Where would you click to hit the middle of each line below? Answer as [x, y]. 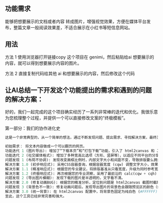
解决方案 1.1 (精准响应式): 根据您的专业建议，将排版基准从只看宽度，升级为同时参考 [80, 169]
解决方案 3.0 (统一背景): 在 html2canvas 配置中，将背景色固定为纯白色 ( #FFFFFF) [81, 192]
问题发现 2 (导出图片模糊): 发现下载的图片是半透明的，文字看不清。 [65, 178]
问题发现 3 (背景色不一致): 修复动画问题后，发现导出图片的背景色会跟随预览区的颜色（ [81, 187]
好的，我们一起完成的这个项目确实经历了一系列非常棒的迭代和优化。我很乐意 [81, 112]
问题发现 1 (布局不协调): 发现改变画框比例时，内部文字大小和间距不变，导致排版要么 [80, 160]
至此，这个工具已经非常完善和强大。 [36, 196]
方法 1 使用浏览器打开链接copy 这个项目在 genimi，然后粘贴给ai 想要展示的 [80, 57]
